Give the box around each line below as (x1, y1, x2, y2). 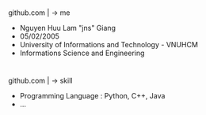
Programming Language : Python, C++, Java (19, 91, 166, 101)
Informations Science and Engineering (19, 48, 145, 58)
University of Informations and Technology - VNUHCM (19, 40, 198, 50)
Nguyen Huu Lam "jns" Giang (19, 24, 116, 33)
